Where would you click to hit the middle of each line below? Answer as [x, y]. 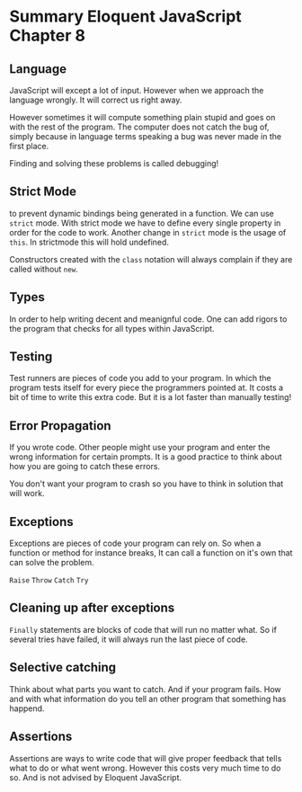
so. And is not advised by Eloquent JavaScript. [96, 777]
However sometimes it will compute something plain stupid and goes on [142, 117]
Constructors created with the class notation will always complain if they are [151, 259]
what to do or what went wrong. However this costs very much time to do [145, 768]
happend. [27, 708]
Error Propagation [60, 426]
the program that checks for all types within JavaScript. [112, 328]
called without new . [44, 269]
